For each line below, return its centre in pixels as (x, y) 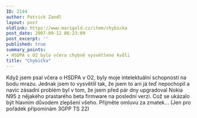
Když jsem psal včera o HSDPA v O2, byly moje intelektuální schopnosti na (96, 77)
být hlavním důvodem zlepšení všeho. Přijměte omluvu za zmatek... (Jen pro (98, 102)
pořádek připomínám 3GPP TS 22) (48, 109)
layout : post (22, 22)
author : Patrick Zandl (34, 17)
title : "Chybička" (29, 60)
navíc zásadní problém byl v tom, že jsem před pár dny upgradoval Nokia (95, 90)
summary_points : (26, 50)
